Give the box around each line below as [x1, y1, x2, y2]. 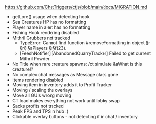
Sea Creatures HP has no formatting [12, 19, 87, 25]
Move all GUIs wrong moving [12, 92, 71, 98]
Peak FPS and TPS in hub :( [12, 108, 68, 114]
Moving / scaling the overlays [12, 87, 73, 93]
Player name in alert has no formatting [12, 24, 91, 30]
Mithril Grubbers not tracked [12, 35, 70, 41]
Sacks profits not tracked [12, 103, 64, 109]
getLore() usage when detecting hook [12, 14, 90, 19]
